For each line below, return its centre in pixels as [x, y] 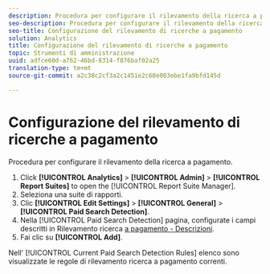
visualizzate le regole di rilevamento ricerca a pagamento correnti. [118, 261]
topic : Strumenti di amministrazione [72, 53]
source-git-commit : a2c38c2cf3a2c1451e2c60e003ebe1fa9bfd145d [115, 76]
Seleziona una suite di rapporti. [71, 194]
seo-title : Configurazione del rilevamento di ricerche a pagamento [125, 31]
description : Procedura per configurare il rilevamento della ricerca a [133, 16]
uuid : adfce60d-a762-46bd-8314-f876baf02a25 [84, 61]
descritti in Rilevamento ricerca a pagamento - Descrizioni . [117, 228]
